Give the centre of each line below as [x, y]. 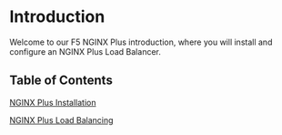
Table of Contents [61, 81]
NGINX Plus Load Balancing [61, 119]
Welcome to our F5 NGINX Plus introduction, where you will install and [141, 42]
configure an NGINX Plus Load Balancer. [85, 51]
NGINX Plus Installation [53, 102]
